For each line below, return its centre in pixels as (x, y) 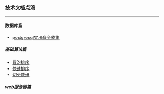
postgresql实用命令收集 (36, 37)
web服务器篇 (18, 87)
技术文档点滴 (20, 7)
